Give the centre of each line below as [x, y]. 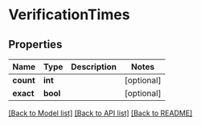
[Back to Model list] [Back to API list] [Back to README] [100, 113]
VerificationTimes [69, 15]
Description [94, 67]
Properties [35, 44]
